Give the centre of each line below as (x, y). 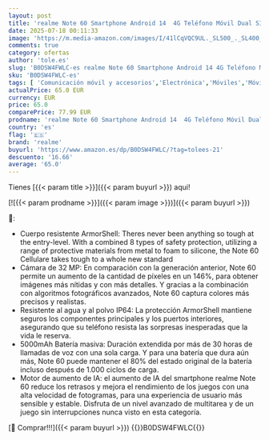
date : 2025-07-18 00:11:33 (53, 30)
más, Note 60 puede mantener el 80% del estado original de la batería (136, 362)
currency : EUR (32, 98)
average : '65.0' (35, 165)
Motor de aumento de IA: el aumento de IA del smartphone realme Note (138, 378)
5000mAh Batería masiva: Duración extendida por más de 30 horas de (136, 344)
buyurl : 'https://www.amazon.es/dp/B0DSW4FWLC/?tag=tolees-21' (116, 150)
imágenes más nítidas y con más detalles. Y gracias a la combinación (134, 285)
